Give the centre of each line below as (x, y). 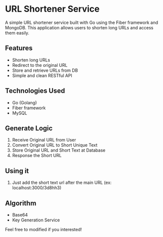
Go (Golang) (24, 102)
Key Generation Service (36, 220)
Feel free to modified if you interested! (43, 229)
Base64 (20, 215)
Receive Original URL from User (44, 140)
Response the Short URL (37, 156)
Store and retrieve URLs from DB (45, 70)
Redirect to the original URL (40, 65)
